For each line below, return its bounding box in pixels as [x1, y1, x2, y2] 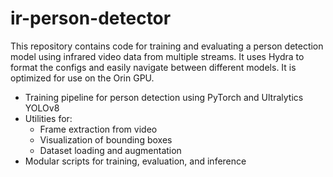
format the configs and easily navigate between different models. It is [10, 61, 297, 73]
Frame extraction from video [39, 123, 158, 135]
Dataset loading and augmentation [39, 144, 182, 156]
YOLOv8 [24, 102, 60, 114]
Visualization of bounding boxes [39, 133, 173, 146]
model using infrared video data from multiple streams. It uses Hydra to [10, 50, 305, 62]
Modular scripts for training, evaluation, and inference [24, 155, 247, 167]
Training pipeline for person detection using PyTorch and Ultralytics [24, 91, 304, 103]
